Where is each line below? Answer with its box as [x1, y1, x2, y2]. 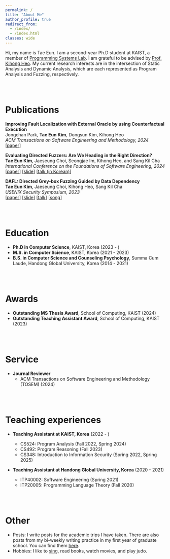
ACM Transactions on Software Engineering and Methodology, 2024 [5, 137, 149, 143]
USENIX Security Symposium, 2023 [5, 189, 80, 195]
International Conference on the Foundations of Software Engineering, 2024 [5, 163, 165, 169]
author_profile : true [5, 17, 51, 22]
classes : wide [5, 36, 36, 41]
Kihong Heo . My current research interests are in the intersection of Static [5, 60, 160, 66]
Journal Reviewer [12, 370, 51, 377]
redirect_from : [5, 21, 38, 27]
